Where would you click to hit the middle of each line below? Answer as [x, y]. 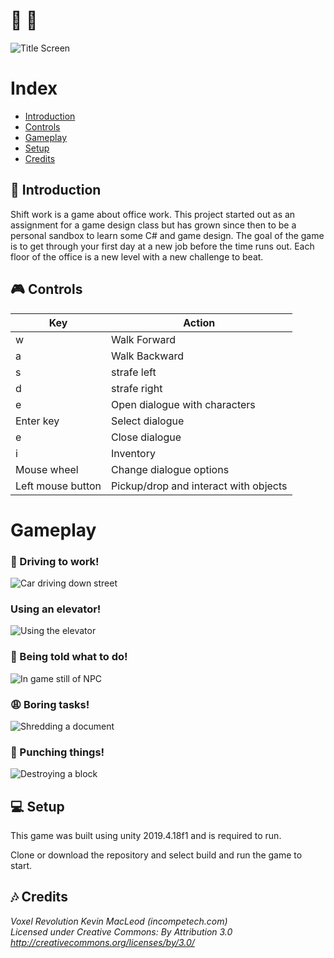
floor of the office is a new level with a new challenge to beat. [137, 256]
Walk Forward [144, 339]
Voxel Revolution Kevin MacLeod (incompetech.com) [119, 921]
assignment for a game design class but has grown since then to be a [153, 225]
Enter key [37, 421]
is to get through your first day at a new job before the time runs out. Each [162, 246]
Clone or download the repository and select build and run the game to [156, 855]
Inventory [133, 453]
